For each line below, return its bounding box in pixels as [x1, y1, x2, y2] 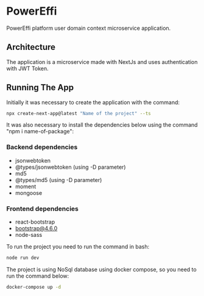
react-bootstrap [15, 218, 55, 226]
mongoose [15, 189, 43, 196]
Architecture [6, 42, 56, 52]
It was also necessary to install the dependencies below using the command [6, 121, 198, 129]
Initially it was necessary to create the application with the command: [6, 99, 180, 106]
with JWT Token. [6, 65, 49, 72]
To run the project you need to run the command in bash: [6, 243, 150, 250]
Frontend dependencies [6, 204, 79, 213]
